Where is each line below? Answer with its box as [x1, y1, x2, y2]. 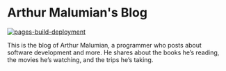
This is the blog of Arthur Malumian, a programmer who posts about [7, 41, 202, 49]
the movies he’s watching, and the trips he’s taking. [7, 55, 154, 63]
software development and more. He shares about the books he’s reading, [7, 48, 220, 57]
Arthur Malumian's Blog [7, 5, 148, 21]
